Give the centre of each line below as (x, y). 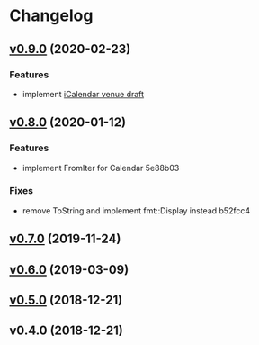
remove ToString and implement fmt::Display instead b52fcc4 (136, 210)
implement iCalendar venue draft (83, 94)
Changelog (51, 16)
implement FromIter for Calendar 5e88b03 (101, 168)
